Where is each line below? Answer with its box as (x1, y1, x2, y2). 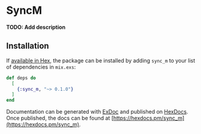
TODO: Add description (6, 23, 66, 31)
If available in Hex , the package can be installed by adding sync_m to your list (6, 56, 196, 64)
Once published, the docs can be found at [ (6, 115, 114, 122)
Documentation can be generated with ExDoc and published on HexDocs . (6, 108, 188, 115)
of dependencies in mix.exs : (6, 63, 76, 70)
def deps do (6, 75, 36, 81)
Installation (6, 41, 49, 51)
